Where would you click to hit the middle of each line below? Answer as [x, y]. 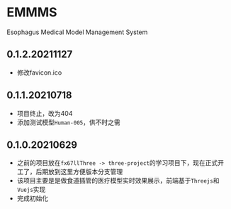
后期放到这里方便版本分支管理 [79, 172]
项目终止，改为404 [45, 113]
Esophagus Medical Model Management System [77, 32]
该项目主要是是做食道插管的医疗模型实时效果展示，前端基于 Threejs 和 [118, 181]
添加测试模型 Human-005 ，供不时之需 [69, 122]
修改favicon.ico [39, 73]
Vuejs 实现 [31, 190]
